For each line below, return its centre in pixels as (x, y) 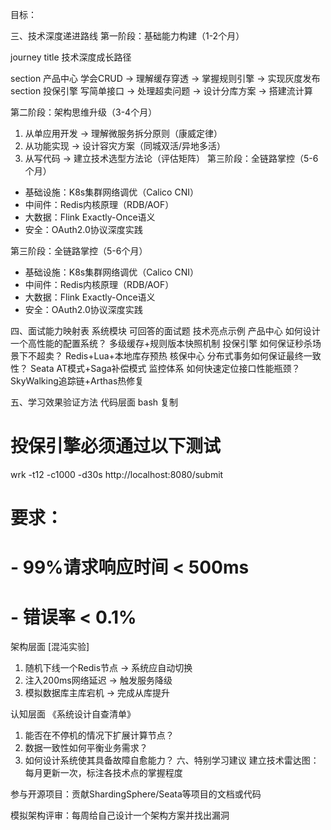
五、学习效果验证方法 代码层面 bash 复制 (94, 402)
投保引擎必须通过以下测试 (116, 446)
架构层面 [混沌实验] (50, 647)
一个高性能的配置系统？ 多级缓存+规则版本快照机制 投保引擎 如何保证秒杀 (161, 343)
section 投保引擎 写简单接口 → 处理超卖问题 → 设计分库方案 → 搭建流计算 (161, 91)
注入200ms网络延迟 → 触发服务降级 (98, 680)
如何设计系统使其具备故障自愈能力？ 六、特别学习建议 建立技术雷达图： (172, 760)
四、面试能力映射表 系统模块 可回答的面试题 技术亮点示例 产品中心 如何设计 (165, 331)
